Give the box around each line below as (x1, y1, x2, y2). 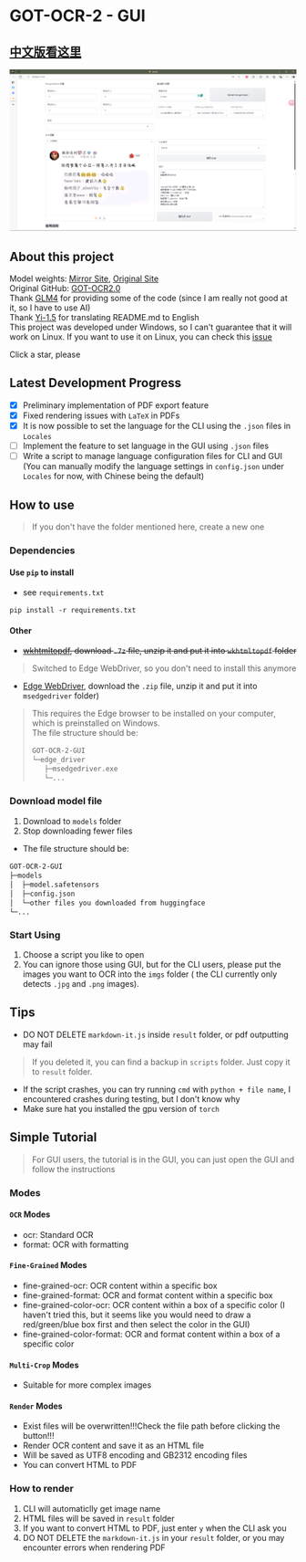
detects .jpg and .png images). (22, 978, 139, 989)
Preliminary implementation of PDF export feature (22, 399, 209, 411)
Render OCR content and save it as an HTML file (22, 1440, 205, 1452)
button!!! (22, 1431, 55, 1441)
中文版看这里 (9, 44, 82, 59)
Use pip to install (9, 567, 75, 578)
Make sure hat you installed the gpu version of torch (22, 1103, 220, 1114)
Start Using (9, 928, 61, 941)
